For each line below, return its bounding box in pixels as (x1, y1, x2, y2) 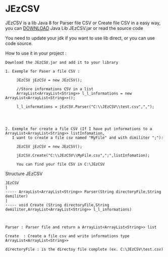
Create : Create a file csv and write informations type (5, 233, 130, 238)
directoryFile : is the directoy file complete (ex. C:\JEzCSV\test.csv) (5, 246, 164, 252)
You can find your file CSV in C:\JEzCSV (16, 161, 105, 167)
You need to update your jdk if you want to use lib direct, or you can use (5, 35, 155, 41)
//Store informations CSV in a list (16, 87, 94, 92)
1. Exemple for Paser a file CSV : (5, 69, 80, 74)
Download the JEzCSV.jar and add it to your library (5, 60, 119, 65)
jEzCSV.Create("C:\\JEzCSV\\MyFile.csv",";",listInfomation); (16, 153, 150, 158)
